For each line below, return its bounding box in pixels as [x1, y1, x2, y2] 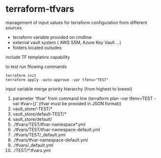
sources [5, 24, 22, 30]
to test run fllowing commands [5, 64, 67, 69]
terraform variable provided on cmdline [12, 34, 92, 40]
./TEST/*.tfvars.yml [12, 147, 51, 153]
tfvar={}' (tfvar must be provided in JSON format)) [20, 100, 122, 106]
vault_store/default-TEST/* [12, 111, 67, 117]
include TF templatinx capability [5, 54, 70, 60]
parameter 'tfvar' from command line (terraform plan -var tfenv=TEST [12, 95, 153, 101]
